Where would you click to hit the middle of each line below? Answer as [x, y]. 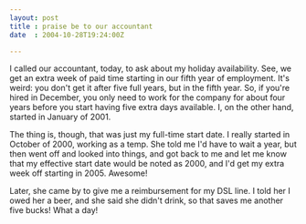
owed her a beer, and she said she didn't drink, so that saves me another [147, 200]
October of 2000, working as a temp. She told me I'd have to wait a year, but [153, 144]
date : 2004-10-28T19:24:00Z [67, 35]
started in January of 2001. [60, 117]
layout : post [34, 18]
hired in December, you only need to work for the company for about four [148, 97]
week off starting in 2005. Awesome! [79, 173]
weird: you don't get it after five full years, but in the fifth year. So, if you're [150, 88]
